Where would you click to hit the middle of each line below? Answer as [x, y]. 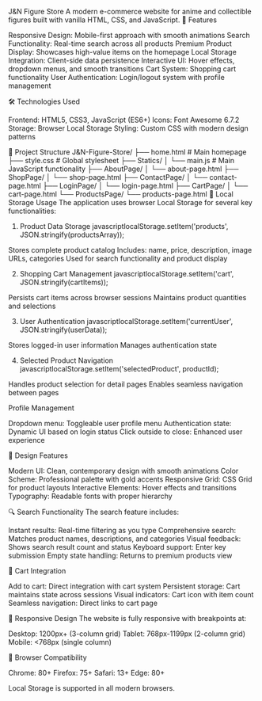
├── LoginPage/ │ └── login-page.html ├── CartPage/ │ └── [145, 186]
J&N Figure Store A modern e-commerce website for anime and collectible [130, 11]
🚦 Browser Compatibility [47, 657]
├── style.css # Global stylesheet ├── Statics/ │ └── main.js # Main [122, 160]
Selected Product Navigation [66, 360]
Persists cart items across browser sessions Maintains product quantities [127, 297]
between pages [34, 392]
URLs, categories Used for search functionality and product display [118, 258]
